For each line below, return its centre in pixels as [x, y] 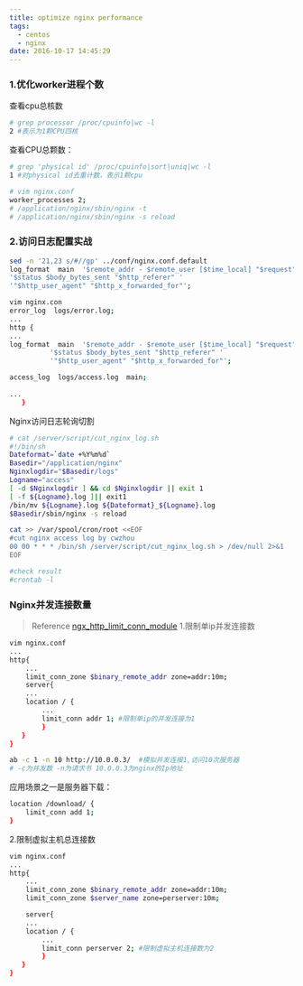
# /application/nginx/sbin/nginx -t [78, 209]
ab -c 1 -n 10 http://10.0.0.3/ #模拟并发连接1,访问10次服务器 [124, 760]
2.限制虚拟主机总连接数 [53, 839]
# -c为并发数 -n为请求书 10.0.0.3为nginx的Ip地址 [96, 768]
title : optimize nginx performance [76, 18]
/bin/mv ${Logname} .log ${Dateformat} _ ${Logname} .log [113, 505]
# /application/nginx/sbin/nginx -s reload [92, 217]
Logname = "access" [42, 480]
